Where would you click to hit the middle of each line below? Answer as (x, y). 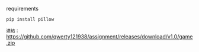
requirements (23, 9)
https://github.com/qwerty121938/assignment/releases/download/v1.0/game (99, 37)
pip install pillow (30, 19)
